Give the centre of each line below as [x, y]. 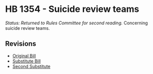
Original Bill [24, 56]
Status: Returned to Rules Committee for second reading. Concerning [76, 23]
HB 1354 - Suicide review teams [72, 9]
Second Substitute [31, 66]
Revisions [21, 44]
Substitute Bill [26, 61]
